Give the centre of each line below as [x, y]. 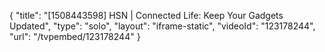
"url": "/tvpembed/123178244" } [75, 36]
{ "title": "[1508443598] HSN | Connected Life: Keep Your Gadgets [146, 15]
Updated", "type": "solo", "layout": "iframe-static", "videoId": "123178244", [162, 26]
